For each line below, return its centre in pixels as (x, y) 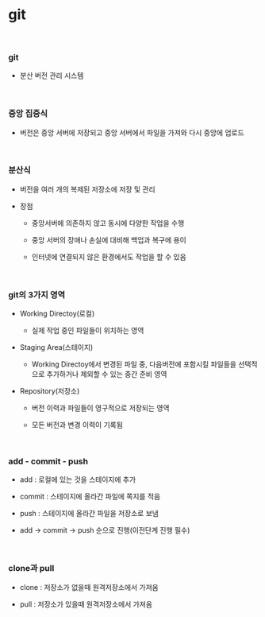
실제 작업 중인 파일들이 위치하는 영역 (88, 331)
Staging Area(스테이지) (56, 347)
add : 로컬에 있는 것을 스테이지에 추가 (78, 479)
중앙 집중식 (28, 114)
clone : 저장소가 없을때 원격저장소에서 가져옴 (89, 587)
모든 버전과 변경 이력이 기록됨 (77, 425)
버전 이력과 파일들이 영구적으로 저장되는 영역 (100, 408)
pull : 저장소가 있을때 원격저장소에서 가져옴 (86, 604)
